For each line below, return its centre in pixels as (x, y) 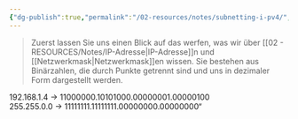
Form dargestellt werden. (77, 79)
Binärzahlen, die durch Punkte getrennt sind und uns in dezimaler (150, 71)
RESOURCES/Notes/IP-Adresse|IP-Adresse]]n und (122, 52)
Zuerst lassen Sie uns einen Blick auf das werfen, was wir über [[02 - (157, 42)
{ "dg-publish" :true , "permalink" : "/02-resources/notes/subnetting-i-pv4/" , (150, 17)
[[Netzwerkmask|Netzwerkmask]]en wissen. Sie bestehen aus (145, 61)
